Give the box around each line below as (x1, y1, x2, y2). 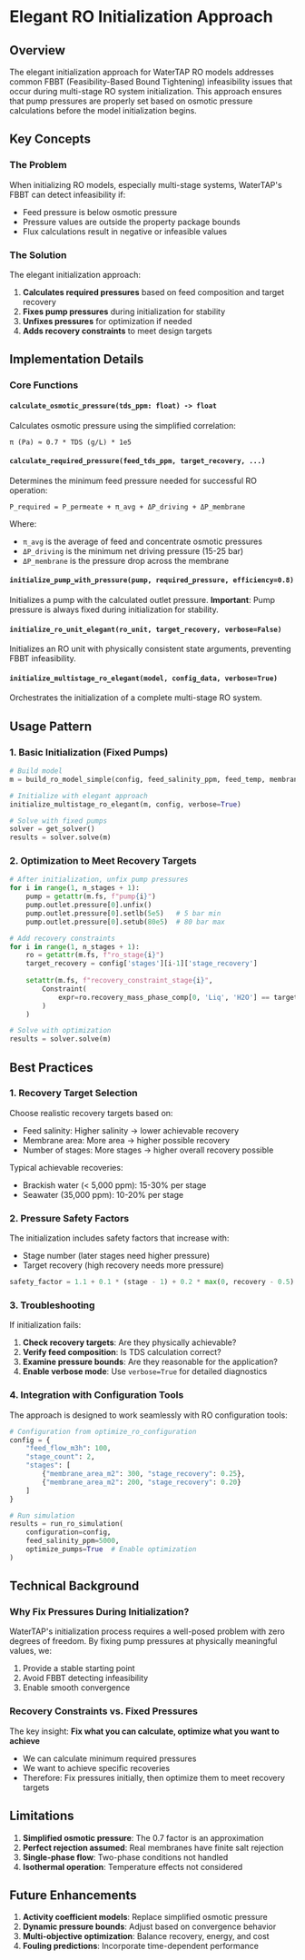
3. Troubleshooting (9, 1299, 95, 1312)
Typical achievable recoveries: (9, 1162, 123, 1173)
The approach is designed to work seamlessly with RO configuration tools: (9, 1410, 288, 1421)
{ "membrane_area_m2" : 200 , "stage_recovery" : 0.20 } (42, 1478, 242, 1487)
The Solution (9, 248, 67, 261)
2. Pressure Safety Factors (9, 1212, 130, 1224)
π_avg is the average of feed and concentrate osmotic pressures (22, 536, 263, 547)
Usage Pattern (9, 718, 93, 734)
